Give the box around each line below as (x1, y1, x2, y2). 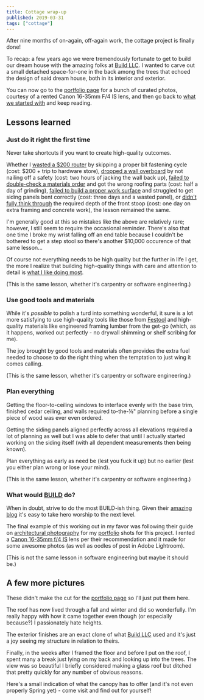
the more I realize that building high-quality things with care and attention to (6, 263, 197, 270)
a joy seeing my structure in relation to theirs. (6, 637, 120, 645)
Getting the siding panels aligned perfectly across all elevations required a (6, 426, 193, 433)
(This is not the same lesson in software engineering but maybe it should (6, 554, 189, 561)
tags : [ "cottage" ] (6, 20, 53, 26)
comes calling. (6, 360, 43, 367)
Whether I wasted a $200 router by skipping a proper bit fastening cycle (6, 161, 188, 168)
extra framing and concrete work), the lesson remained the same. (6, 207, 171, 214)
